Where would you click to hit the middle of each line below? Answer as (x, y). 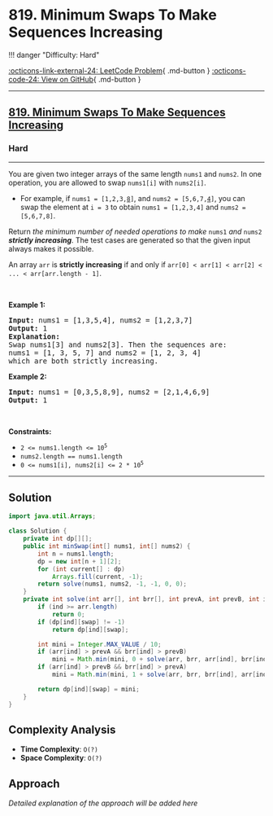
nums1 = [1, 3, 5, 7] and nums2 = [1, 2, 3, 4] (105, 353)
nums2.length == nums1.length (71, 456)
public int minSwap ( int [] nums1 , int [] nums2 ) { (107, 546)
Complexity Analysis (62, 729)
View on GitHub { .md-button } (91, 79)
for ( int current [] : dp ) (82, 569)
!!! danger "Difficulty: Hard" (54, 55)
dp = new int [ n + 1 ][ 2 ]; (80, 561)
